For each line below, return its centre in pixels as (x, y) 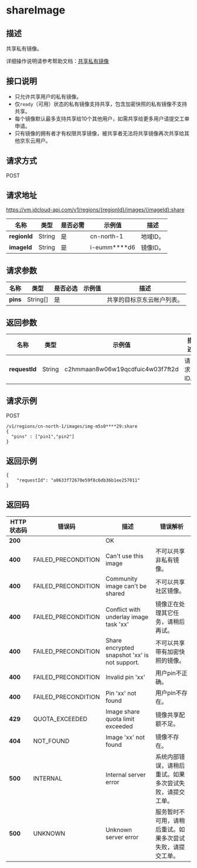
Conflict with (123, 610)
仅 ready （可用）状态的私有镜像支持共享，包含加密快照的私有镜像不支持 (101, 104)
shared (115, 593)
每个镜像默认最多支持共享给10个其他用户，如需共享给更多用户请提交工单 (102, 119)
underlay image (127, 617)
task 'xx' (117, 624)
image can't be (126, 586)
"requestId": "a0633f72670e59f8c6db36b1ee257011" (79, 480)
